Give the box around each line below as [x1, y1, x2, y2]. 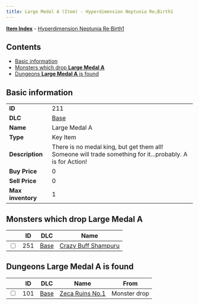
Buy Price [9, 167, 37, 175]
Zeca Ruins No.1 [59, 289, 106, 297]
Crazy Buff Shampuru [59, 242, 120, 250]
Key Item [52, 133, 76, 142]
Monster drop [111, 289, 150, 297]
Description [9, 150, 43, 159]
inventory [9, 194, 37, 202]
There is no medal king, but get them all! [52, 143, 163, 151]
